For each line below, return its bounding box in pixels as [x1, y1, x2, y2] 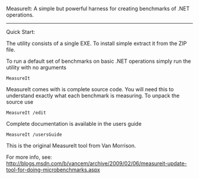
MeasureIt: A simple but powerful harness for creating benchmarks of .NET [6, 5, 190, 12]
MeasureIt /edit [6, 110, 46, 116]
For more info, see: [6, 154, 52, 161]
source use [6, 98, 34, 106]
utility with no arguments [6, 64, 67, 71]
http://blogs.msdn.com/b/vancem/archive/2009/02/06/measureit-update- [6, 160, 187, 167]
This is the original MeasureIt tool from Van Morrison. [6, 142, 136, 149]
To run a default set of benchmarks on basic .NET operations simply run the [6, 57, 191, 65]
